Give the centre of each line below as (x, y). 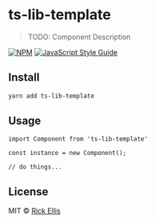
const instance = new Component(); (68, 153)
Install (24, 78)
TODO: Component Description (79, 37)
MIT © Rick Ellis (35, 211)
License (28, 191)
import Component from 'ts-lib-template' (78, 139)
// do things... (35, 167)
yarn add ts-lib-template (51, 96)
